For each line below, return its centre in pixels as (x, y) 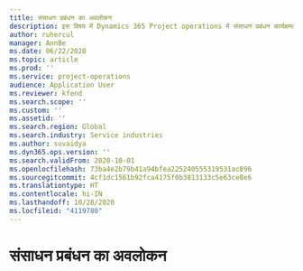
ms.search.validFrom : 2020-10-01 (72, 160)
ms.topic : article (44, 60)
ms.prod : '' (32, 69)
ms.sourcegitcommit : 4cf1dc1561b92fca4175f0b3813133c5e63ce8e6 (131, 177)
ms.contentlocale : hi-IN (56, 194)
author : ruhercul (42, 34)
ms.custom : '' (36, 110)
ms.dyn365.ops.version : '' (60, 152)
